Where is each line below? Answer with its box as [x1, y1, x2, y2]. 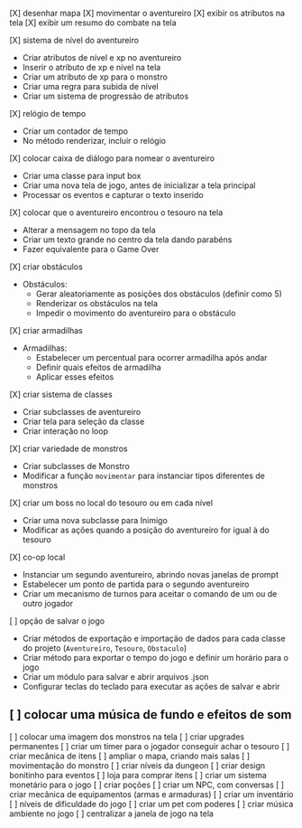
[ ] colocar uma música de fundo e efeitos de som [9, 707, 292, 722]
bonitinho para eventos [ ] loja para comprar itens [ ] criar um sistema [9, 769, 268, 780]
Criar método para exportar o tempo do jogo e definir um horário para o [22, 653, 288, 663]
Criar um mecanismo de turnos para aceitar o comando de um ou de [22, 588, 278, 599]
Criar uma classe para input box [22, 171, 142, 181]
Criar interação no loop [22, 426, 108, 437]
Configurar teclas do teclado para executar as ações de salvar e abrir [22, 682, 281, 692]
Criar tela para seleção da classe [22, 416, 145, 427]
